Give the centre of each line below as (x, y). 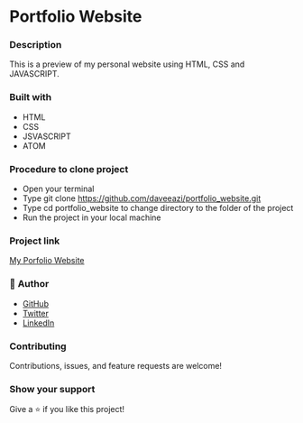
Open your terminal (58, 189)
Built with (31, 97)
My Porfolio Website (47, 261)
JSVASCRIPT (47, 136)
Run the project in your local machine (92, 217)
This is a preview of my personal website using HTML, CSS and (127, 64)
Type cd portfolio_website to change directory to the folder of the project (158, 208)
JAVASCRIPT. (35, 74)
